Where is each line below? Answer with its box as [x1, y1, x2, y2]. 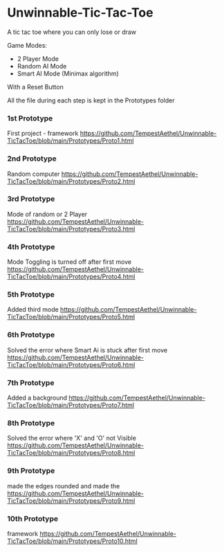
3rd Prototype [7, 194, 55, 204]
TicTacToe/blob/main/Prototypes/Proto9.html [7, 497, 136, 505]
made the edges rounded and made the [7, 481, 120, 490]
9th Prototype [7, 466, 55, 476]
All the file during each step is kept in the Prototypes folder [7, 96, 175, 105]
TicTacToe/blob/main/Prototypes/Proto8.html [7, 449, 136, 457]
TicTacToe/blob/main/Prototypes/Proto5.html [7, 313, 136, 321]
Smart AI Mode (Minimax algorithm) [17, 69, 119, 78]
